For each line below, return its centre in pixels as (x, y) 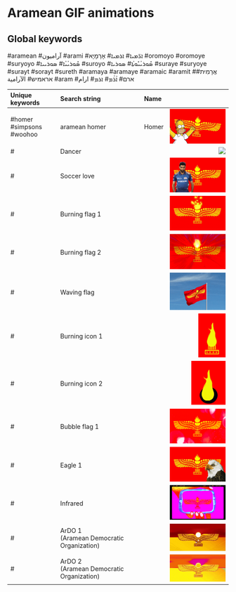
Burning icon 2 (81, 383)
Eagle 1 (71, 465)
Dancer (71, 151)
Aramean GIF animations (81, 13)
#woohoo (24, 134)
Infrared (72, 503)
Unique (21, 95)
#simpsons (26, 127)
